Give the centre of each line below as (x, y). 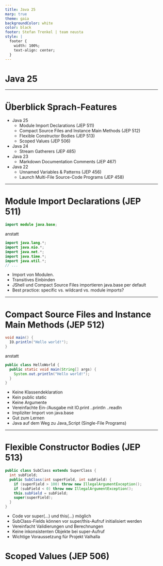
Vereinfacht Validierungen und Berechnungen (57, 526)
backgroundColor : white (29, 23)
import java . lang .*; (26, 243)
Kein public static (29, 397)
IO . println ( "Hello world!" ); (39, 342)
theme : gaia (17, 18)
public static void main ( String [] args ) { (53, 369)
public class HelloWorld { (32, 365)
